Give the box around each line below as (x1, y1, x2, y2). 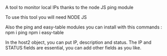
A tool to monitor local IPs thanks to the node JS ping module (5, 5, 134, 10)
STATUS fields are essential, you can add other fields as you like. (5, 45, 142, 50)
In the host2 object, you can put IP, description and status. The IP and (5, 39, 152, 45)
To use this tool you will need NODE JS (5, 14, 87, 20)
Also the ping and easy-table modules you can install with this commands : (5, 24, 162, 30)
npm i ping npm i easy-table (5, 30, 64, 35)
